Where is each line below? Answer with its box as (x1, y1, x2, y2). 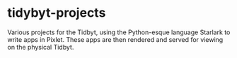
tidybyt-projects (7, 5, 106, 21)
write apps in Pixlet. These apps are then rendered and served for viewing (7, 35, 224, 43)
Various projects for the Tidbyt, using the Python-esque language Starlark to (7, 28, 231, 36)
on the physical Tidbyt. (7, 43, 74, 51)
